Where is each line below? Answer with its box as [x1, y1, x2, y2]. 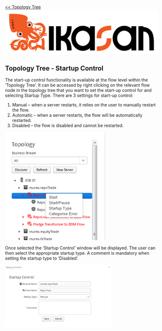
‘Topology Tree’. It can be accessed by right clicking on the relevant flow [5, 82, 150, 88]
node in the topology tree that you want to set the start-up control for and [5, 87, 152, 93]
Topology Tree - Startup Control [5, 64, 103, 72]
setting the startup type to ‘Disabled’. [5, 255, 79, 261]
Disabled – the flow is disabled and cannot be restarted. [12, 122, 124, 128]
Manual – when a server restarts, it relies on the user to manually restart [12, 102, 156, 107]
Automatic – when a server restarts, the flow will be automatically [12, 112, 143, 118]
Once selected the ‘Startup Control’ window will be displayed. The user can [5, 245, 156, 251]
